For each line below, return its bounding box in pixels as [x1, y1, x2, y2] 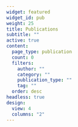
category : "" [17, 71, 51, 78]
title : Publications [6, 26, 59, 32]
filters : [12, 60, 34, 66]
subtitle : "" [6, 32, 40, 38]
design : [6, 100, 26, 106]
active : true [6, 37, 40, 43]
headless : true [6, 94, 45, 100]
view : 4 [12, 105, 32, 112]
